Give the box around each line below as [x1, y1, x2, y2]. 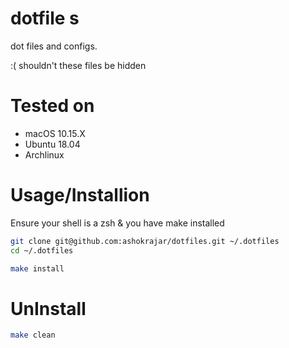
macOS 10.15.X [24, 127, 86, 139]
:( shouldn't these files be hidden [10, 59, 147, 71]
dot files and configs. [10, 40, 98, 52]
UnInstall [10, 297, 87, 320]
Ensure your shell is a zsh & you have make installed [10, 217, 225, 229]
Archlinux [24, 148, 65, 161]
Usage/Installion [10, 184, 150, 207]
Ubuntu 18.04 [24, 138, 81, 150]
